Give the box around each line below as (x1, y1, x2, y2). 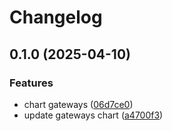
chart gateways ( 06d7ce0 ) (23, 98, 134, 110)
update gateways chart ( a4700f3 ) (23, 109, 164, 121)
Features (9, 76, 54, 90)
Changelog (9, 6, 103, 29)
